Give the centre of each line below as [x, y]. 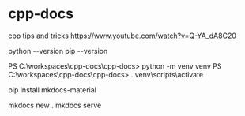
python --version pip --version [58, 51]
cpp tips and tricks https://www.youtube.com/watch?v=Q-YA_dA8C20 [122, 36]
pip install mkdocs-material [52, 90]
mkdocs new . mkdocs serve [55, 105]
